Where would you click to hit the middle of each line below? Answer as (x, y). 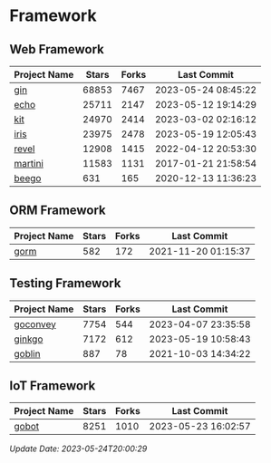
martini (29, 164)
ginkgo (29, 339)
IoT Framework (53, 386)
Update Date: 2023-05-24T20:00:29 (78, 449)
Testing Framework (65, 283)
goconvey (35, 324)
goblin (27, 353)
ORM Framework (58, 211)
